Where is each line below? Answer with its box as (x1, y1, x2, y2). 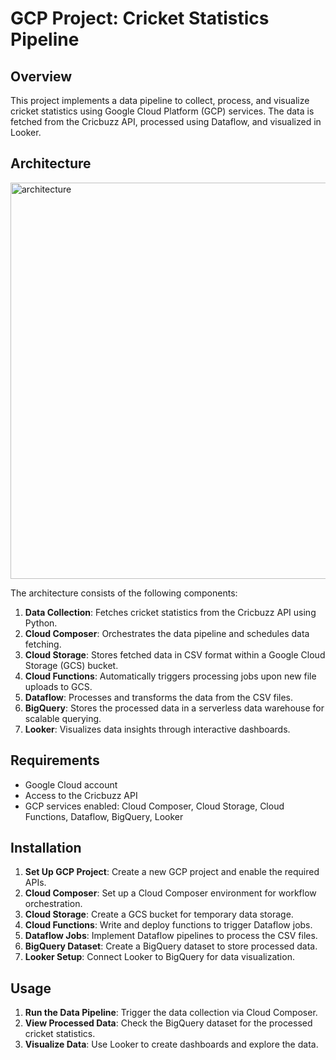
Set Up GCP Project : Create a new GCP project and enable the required (24, 866, 320, 878)
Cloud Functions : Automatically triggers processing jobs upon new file (24, 670, 317, 682)
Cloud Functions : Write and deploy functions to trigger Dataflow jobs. (24, 919, 313, 931)
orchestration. (24, 898, 83, 910)
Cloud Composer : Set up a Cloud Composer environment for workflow (24, 887, 317, 899)
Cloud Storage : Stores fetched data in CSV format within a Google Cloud (24, 648, 326, 661)
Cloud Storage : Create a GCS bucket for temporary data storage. (24, 908, 294, 921)
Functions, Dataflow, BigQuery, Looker (24, 810, 184, 822)
